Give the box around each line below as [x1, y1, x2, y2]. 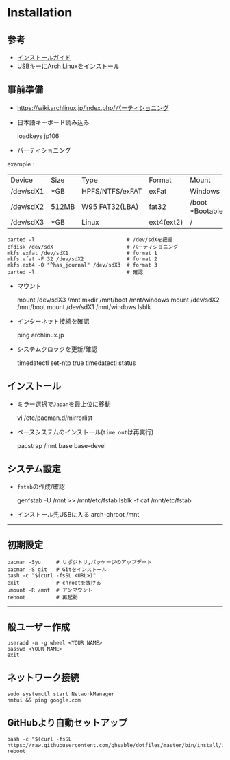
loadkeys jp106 [16, 132, 60, 140]
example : [7, 159, 35, 168]
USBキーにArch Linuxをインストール [16, 62, 120, 70]
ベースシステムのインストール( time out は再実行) [16, 427, 154, 436]
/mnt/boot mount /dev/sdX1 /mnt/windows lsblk [16, 302, 151, 311]
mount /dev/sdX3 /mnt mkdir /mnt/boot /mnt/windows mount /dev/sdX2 [16, 295, 220, 304]
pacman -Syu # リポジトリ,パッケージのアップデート [7, 559, 152, 566]
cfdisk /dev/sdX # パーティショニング [7, 243, 179, 250]
